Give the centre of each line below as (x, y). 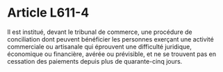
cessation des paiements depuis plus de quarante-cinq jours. (95, 61)
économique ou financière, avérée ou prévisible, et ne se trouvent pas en (112, 54)
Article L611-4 (48, 13)
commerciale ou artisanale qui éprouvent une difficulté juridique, (100, 46)
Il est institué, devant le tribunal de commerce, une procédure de (100, 32)
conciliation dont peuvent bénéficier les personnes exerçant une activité (110, 39)
